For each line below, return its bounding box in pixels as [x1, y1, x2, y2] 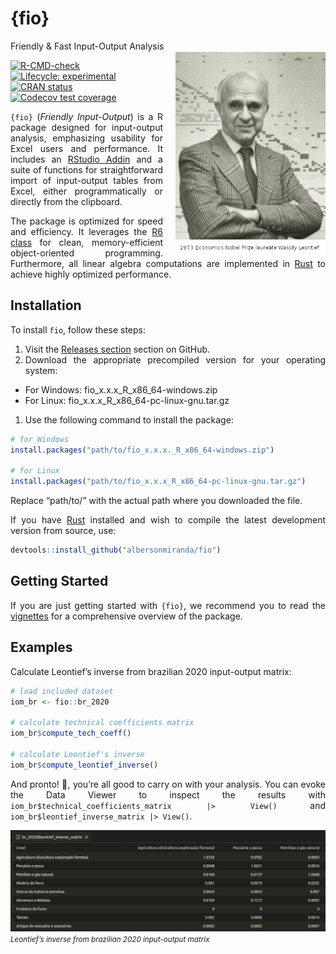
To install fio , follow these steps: [10, 323, 147, 336]
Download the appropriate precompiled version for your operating [24, 353, 326, 366]
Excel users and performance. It [10, 142, 163, 154]
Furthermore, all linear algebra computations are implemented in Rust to [10, 257, 326, 269]
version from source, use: [10, 525, 117, 537]
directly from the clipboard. [10, 195, 123, 207]
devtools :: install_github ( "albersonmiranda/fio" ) [10, 545, 222, 556]
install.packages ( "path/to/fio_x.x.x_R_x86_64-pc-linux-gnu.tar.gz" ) [10, 477, 307, 487]
